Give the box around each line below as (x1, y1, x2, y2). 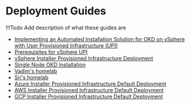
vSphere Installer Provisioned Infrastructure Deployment (14, 54, 153, 62)
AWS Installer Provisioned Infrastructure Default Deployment (14, 86, 164, 93)
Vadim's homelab (14, 67, 57, 74)
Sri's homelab (14, 74, 49, 81)
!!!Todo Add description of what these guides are (5, 24, 126, 31)
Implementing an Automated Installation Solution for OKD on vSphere (14, 35, 185, 43)
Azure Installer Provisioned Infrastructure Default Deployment (14, 80, 166, 87)
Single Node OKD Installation (14, 61, 86, 68)
